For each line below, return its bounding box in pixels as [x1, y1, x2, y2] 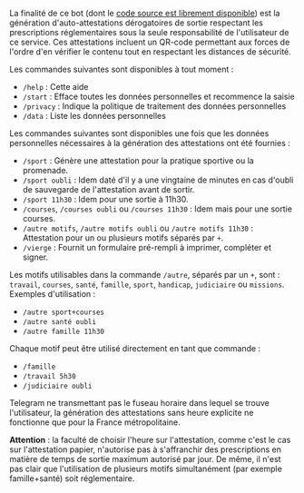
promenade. [22, 165, 69, 175]
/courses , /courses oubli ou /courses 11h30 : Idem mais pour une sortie [22, 203, 293, 214]
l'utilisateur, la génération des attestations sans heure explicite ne [9, 408, 254, 418]
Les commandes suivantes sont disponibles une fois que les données [9, 128, 270, 139]
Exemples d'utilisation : [9, 289, 96, 299]
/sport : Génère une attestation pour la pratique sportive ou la [22, 155, 254, 166]
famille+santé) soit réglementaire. [9, 473, 135, 484]
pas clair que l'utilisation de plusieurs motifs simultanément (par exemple [9, 463, 283, 474]
